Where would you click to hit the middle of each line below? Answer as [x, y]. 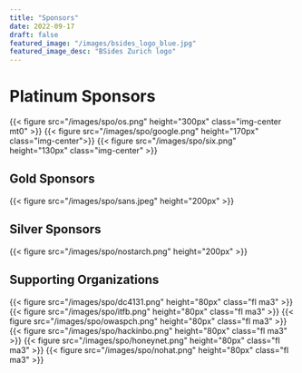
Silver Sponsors [55, 229]
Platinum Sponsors [83, 97]
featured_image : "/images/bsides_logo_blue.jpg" [103, 43]
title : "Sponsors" [44, 18]
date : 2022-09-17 [42, 26]
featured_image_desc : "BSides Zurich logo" [93, 52]
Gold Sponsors [52, 179]
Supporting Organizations [84, 280]
